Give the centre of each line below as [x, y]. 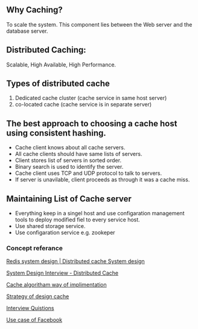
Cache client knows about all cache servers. [70, 148]
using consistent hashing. [56, 133]
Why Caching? [35, 10]
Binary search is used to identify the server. [69, 167]
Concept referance [35, 248]
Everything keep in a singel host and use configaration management [100, 213]
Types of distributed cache [58, 84]
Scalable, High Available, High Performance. [61, 64]
